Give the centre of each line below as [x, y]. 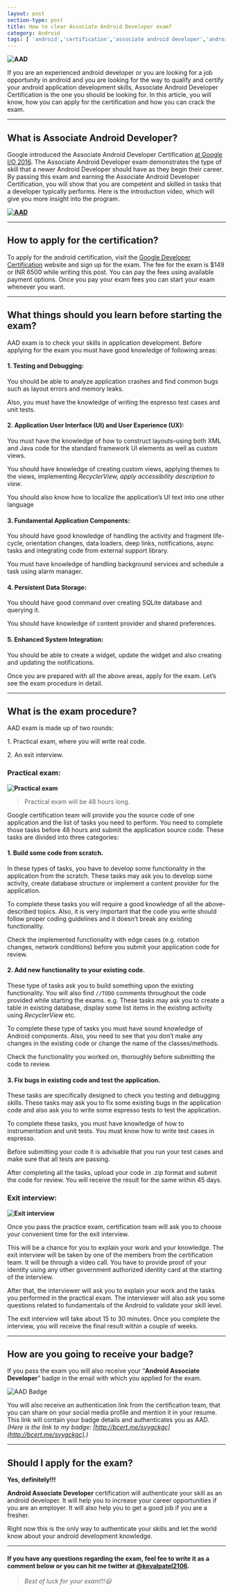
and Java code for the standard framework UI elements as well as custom [113, 448]
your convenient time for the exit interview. [68, 1234]
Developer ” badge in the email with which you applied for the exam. [105, 1378]
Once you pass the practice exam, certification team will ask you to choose [114, 1226]
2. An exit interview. [35, 755]
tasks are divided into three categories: [63, 837]
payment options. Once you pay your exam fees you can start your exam [111, 279]
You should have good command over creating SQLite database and [105, 603]
